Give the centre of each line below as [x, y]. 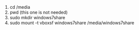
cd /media [20, 7]
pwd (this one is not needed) [39, 12]
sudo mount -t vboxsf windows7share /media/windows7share [72, 23]
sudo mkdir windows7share [37, 17]
